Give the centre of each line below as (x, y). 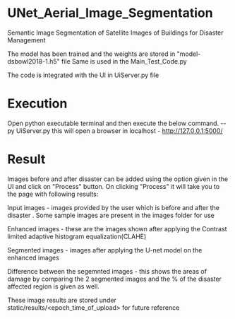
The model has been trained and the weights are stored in (91, 54)
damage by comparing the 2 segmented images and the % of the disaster (115, 279)
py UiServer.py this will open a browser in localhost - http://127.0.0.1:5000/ (115, 130)
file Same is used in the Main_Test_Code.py (124, 61)
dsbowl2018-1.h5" (34, 61)
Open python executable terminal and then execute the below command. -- (117, 123)
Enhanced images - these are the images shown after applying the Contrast (117, 228)
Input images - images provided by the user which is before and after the (114, 207)
